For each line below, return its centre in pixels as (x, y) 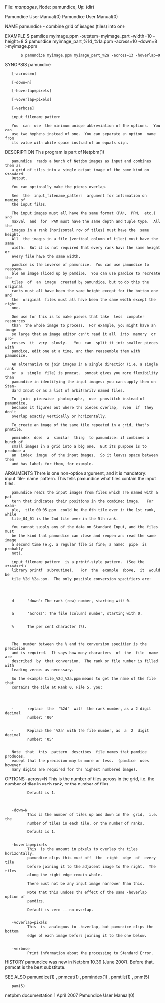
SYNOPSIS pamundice (28, 65)
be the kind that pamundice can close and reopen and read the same (83, 536)
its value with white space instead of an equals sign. (70, 143)
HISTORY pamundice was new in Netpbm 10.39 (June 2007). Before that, (80, 962)
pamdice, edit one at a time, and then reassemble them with (76, 351)
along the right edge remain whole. (65, 875)
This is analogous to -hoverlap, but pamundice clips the (90, 927)
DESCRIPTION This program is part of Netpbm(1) (55, 152)
